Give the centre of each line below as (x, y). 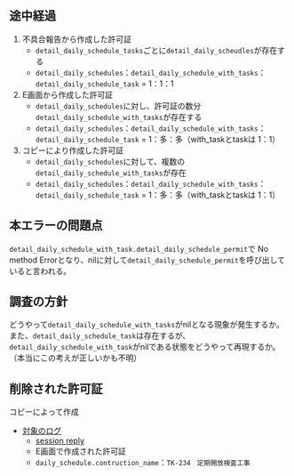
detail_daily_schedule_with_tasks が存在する (119, 117)
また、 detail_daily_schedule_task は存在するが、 (100, 335)
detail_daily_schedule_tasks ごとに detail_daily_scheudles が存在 (156, 50)
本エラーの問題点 (56, 226)
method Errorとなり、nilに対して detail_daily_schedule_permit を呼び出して (147, 260)
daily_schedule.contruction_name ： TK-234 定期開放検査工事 (143, 463)
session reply (60, 441)
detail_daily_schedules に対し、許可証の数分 (118, 106)
